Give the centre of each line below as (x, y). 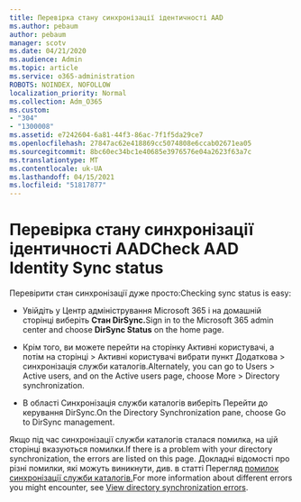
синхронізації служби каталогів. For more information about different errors (151, 478)
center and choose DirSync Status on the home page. (123, 330)
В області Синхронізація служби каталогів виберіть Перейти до (145, 403)
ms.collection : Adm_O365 (56, 101)
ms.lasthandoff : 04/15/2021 (62, 177)
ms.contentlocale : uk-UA (56, 169)
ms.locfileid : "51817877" (58, 186)
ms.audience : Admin (46, 59)
